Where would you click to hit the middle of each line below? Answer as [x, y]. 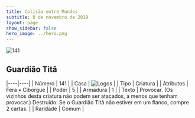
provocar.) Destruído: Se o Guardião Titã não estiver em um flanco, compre [97, 102]
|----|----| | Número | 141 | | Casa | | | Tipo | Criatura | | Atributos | [97, 83]
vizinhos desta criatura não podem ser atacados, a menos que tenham [92, 96]
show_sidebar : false [32, 28]
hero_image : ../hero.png [37, 34]
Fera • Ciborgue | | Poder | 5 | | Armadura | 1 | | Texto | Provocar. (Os [90, 90]
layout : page [22, 23]
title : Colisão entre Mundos [42, 12]
